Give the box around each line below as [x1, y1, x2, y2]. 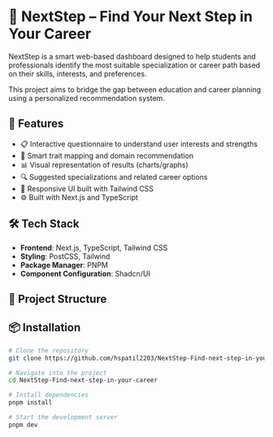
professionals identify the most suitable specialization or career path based [8, 60, 261, 70]
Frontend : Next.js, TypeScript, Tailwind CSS [19, 243, 168, 252]
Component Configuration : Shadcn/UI [19, 269, 150, 278]
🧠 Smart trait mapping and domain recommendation [19, 151, 194, 160]
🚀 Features [8, 117, 64, 131]
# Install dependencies [8, 391, 89, 400]
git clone [8, 354, 42, 362]
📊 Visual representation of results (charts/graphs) [19, 160, 188, 169]
